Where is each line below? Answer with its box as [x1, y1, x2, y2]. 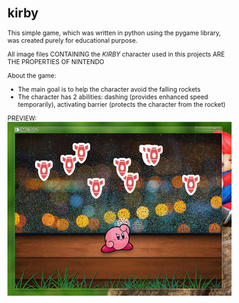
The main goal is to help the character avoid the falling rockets [17, 85, 201, 93]
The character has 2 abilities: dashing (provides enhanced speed [17, 92, 208, 101]
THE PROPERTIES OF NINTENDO [7, 57, 105, 65]
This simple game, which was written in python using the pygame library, [7, 28, 221, 37]
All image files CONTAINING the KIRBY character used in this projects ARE [7, 50, 225, 58]
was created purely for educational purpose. [7, 36, 138, 44]
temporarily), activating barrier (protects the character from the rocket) [17, 100, 226, 108]
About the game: [7, 71, 57, 80]
